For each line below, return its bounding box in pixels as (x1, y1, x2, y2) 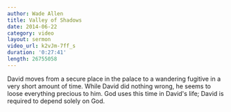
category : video (7, 29, 54, 37)
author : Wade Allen (7, 10, 64, 17)
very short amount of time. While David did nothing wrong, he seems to (7, 81, 212, 90)
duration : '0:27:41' (7, 49, 67, 56)
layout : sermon (7, 36, 51, 43)
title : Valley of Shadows (7, 17, 82, 24)
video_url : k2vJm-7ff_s (7, 42, 76, 49)
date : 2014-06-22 (7, 23, 58, 30)
